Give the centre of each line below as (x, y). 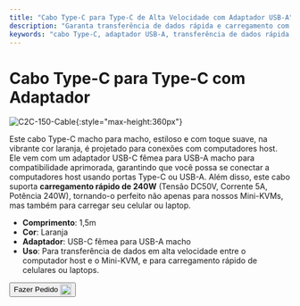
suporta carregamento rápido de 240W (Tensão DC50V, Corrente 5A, (138, 186)
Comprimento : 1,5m (59, 223)
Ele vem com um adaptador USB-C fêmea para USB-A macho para (132, 158)
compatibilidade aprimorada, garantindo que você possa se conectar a (139, 168)
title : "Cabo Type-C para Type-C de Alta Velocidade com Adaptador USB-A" (151, 17)
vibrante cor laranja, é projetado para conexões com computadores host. (144, 149)
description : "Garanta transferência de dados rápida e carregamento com (150, 26)
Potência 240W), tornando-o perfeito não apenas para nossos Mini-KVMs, (146, 196)
